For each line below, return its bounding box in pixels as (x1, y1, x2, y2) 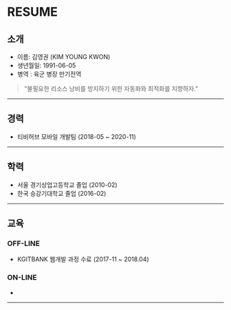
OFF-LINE (7, 239, 40, 248)
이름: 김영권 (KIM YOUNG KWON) (16, 53, 111, 60)
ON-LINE (7, 273, 37, 283)
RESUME (7, 4, 58, 20)
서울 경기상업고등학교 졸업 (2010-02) (16, 180, 118, 189)
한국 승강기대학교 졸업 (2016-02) (16, 189, 107, 197)
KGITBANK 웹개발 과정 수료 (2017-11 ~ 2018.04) (16, 255, 149, 263)
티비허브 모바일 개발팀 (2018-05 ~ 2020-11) (16, 132, 136, 141)
